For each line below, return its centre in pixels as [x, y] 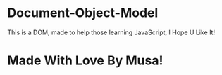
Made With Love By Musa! [85, 61]
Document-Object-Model [83, 13]
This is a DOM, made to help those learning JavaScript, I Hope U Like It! [111, 32]
